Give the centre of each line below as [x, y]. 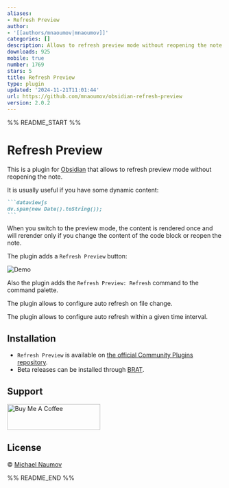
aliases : [20, 13]
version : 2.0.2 [29, 103]
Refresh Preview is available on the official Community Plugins [105, 355]
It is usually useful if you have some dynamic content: [83, 190]
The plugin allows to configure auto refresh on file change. [90, 304]
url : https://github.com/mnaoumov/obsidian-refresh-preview [95, 97]
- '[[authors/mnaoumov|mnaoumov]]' [58, 33]
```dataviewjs [27, 202]
